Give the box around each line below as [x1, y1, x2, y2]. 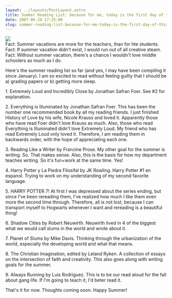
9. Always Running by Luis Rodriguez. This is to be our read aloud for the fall [5, 272, 166, 278]
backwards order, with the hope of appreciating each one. [5, 137, 128, 143]
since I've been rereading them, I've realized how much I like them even [5, 194, 157, 200]
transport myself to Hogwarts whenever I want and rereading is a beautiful [5, 204, 163, 211]
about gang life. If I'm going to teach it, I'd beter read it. [5, 277, 122, 283]
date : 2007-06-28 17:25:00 [5, 17, 63, 22]
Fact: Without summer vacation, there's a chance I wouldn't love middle [5, 52, 157, 58]
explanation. [5, 94, 32, 100]
